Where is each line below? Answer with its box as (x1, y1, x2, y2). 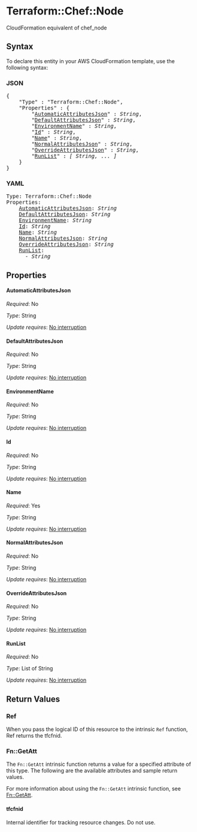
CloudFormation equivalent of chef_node (6, 24, 107, 31)
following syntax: (6, 64, 49, 71)
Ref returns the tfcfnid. (6, 732, 62, 739)
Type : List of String (6, 665, 53, 672)
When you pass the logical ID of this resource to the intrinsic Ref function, (6, 726, 188, 733)
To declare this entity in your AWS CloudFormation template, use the (6, 57, 175, 64)
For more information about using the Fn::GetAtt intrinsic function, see (6, 785, 181, 792)
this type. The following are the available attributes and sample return (6, 767, 178, 774)
